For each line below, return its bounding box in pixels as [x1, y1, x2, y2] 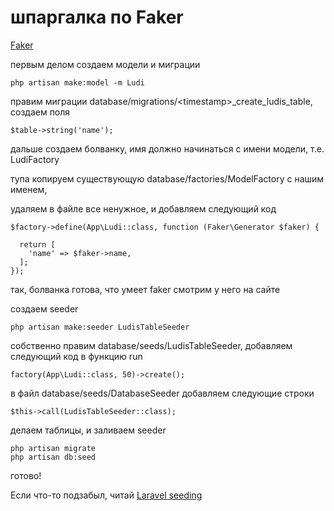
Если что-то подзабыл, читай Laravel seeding [10, 489, 203, 501]
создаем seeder [10, 302, 79, 315]
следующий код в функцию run [10, 350, 143, 362]
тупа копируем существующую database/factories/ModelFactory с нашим [10, 172, 325, 185]
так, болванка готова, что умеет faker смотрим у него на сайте [10, 283, 281, 295]
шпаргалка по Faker [10, 6, 184, 29]
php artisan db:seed [10, 452, 97, 462]
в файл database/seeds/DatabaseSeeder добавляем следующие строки [10, 387, 315, 399]
